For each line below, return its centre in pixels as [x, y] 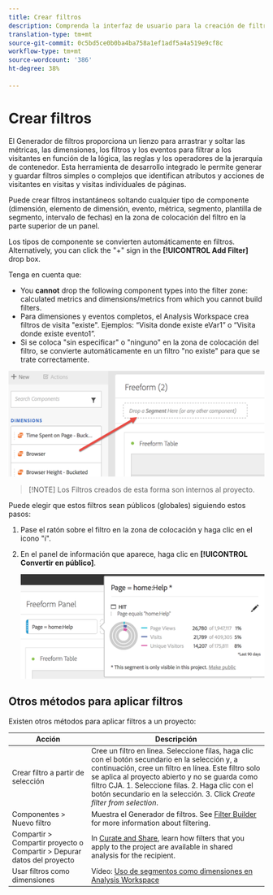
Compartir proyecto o [48, 842]
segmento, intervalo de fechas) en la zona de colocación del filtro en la [127, 217]
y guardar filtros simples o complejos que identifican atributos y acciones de [136, 176]
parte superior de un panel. [54, 226]
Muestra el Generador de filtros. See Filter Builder [174, 814]
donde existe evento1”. [58, 333]
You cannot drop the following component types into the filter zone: [134, 290]
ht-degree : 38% [34, 69]
